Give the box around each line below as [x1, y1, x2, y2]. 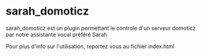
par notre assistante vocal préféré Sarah [6, 30, 108, 38]
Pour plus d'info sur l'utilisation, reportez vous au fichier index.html [6, 43, 175, 50]
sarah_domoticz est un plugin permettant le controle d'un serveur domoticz [6, 24, 196, 32]
